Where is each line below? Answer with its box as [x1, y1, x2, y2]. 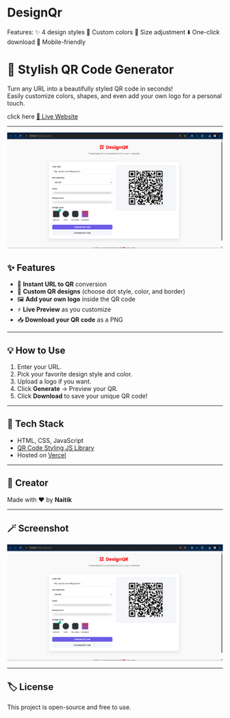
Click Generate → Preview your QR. [16, 384, 118, 392]
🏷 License [7, 681, 54, 693]
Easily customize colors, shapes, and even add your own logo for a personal [7, 91, 222, 100]
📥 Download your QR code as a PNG [16, 315, 123, 324]
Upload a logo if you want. [16, 377, 92, 385]
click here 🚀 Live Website [7, 112, 79, 121]
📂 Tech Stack [7, 418, 64, 430]
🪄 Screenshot [7, 523, 69, 534]
